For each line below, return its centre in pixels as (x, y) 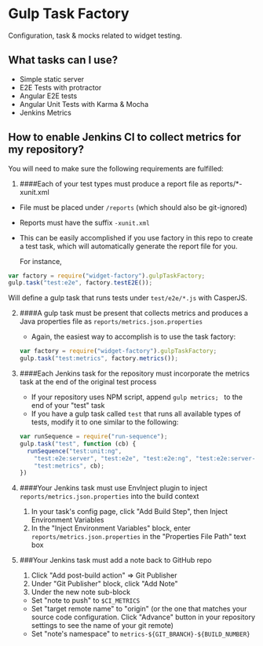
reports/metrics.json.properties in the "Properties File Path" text (139, 537)
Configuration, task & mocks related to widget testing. (95, 35)
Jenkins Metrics (46, 112)
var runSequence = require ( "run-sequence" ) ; (93, 437)
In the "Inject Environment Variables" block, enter (111, 528)
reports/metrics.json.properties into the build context (109, 497)
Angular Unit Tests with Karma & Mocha (84, 104)
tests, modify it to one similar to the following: (105, 422)
